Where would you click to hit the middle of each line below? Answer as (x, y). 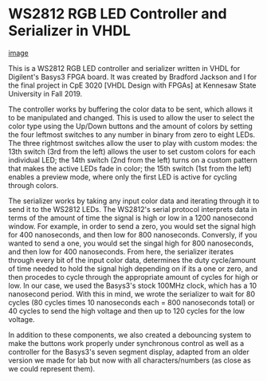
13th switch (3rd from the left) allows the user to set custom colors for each (132, 151)
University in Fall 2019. (45, 93)
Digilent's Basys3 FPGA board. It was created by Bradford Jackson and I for (133, 77)
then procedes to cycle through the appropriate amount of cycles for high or (133, 277)
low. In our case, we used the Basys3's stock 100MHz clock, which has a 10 (133, 285)
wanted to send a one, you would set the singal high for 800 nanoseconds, (131, 243)
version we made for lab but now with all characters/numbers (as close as (130, 360)
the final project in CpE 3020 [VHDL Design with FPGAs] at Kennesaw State (132, 85)
